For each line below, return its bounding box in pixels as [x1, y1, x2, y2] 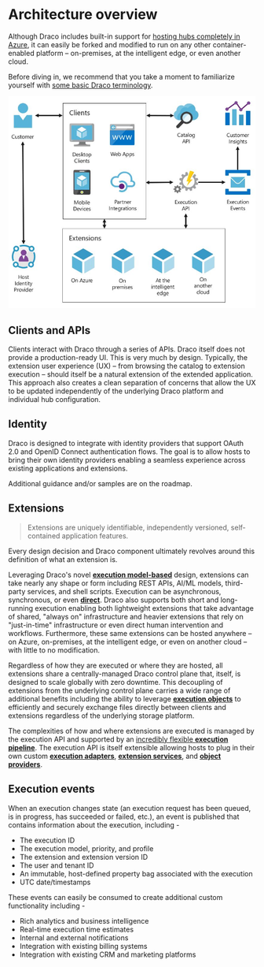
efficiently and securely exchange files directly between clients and [8, 702, 226, 712]
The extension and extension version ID [19, 852, 148, 861]
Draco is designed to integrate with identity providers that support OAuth [8, 438, 244, 448]
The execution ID [19, 835, 75, 845]
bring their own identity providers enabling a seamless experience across [8, 455, 246, 464]
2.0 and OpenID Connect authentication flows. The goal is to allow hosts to [8, 447, 251, 456]
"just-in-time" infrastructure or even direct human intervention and [8, 620, 224, 630]
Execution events [8, 783, 95, 796]
